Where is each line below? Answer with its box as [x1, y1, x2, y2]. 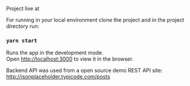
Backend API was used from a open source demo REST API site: [6, 67, 163, 74]
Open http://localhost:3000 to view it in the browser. [6, 55, 134, 62]
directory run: [6, 23, 40, 29]
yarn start [6, 37, 37, 44]
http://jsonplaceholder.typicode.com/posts [6, 73, 111, 80]
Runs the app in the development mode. [6, 49, 104, 57]
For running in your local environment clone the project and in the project [6, 16, 185, 23]
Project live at [6, 5, 40, 12]
